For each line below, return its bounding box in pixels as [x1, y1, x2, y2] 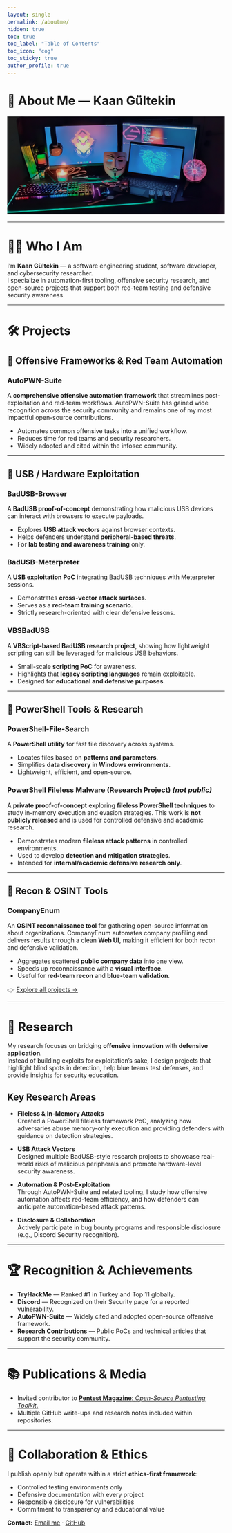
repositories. [17, 1415, 53, 1424]
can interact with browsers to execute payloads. [7, 512, 144, 520]
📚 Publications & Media [7, 1366, 146, 1382]
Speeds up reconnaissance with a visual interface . [17, 964, 164, 973]
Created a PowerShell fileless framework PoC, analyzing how [17, 1117, 192, 1126]
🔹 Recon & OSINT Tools [7, 885, 108, 897]
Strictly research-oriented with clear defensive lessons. [17, 609, 175, 617]
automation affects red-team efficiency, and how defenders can [17, 1195, 199, 1204]
